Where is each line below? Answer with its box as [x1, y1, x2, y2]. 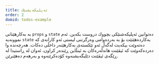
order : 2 [5, 12, 24, 17]
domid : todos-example [5, 17, 52, 22]
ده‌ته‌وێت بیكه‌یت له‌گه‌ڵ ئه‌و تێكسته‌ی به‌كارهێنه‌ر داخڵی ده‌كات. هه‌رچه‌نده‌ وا [5, 42, 145, 48]
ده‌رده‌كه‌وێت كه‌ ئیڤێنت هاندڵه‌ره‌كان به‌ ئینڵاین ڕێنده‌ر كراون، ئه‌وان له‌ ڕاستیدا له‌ [5, 47, 154, 54]
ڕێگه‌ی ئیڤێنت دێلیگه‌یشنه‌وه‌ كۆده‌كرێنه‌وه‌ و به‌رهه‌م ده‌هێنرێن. [5, 53, 118, 59]
